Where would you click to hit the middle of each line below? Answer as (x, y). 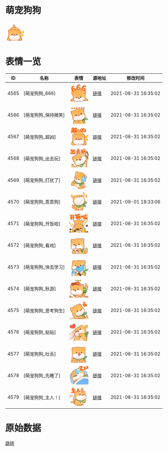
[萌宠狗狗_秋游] (40, 289)
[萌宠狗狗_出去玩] (42, 158)
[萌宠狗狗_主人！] (42, 397)
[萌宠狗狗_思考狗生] (44, 311)
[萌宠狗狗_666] (40, 93)
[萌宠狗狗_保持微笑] (44, 115)
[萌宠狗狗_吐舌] (40, 354)
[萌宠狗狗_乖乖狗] (42, 202)
